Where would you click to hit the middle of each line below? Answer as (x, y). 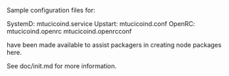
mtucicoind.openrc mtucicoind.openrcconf (69, 31)
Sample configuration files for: (51, 10)
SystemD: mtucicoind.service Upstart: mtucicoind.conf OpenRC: (101, 24)
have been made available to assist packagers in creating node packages (114, 45)
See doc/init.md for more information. (62, 66)
